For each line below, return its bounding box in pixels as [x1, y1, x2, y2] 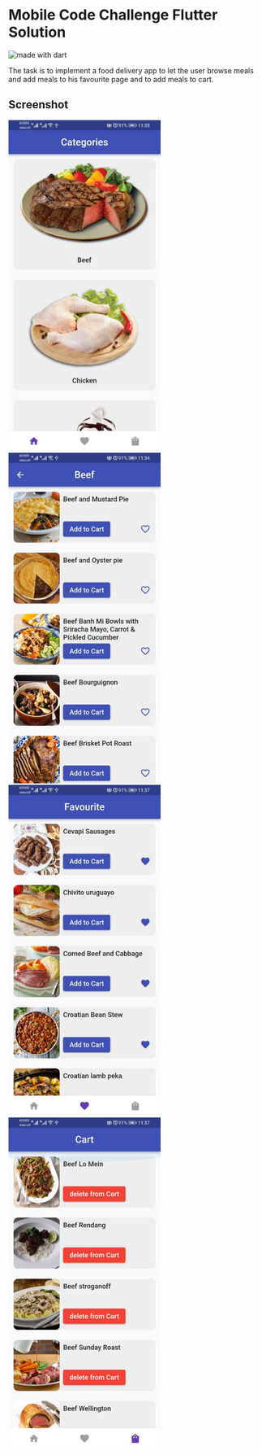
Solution [8, 23, 67, 42]
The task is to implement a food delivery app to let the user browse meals [8, 65, 254, 75]
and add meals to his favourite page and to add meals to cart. [8, 74, 214, 84]
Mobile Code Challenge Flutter [8, 6, 218, 24]
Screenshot [8, 98, 69, 111]
